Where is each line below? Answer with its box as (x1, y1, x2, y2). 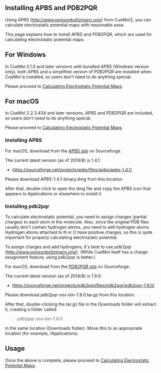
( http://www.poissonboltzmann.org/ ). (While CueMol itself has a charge (5, 249, 148, 255)
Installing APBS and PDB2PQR (5, 4, 98, 12)
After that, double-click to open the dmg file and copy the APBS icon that (5, 186, 151, 191)
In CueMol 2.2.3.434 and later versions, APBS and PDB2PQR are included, (5, 110, 154, 116)
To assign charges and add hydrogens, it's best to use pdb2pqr (5, 244, 132, 250)
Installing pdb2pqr (5, 203, 49, 209)
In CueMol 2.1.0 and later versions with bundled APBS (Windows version (5, 63, 149, 69)
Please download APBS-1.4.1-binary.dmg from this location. (5, 176, 124, 182)
